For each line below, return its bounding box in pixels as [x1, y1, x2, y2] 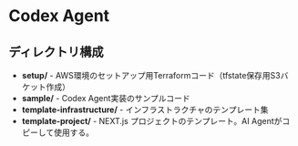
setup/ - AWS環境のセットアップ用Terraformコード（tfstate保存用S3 [21, 70, 281, 80]
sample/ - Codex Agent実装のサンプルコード [21, 93, 190, 103]
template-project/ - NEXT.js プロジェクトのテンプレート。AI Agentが [21, 116, 283, 126]
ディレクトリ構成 [8, 44, 104, 59]
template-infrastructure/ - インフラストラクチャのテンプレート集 [21, 104, 269, 115]
